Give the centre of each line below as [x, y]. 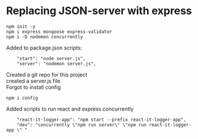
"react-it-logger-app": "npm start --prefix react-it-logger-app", [101, 120]
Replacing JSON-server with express [99, 11]
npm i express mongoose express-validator [59, 32]
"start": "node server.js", [51, 58]
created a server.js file [33, 81]
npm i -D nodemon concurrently [45, 37]
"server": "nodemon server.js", [56, 64]
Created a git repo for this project [47, 74]
